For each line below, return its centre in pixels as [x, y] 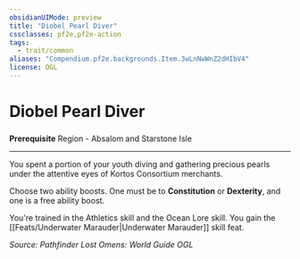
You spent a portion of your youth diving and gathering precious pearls [140, 164]
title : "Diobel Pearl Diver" [63, 26]
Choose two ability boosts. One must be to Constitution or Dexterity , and [145, 191]
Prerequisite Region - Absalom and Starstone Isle [100, 138]
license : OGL [33, 68]
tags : [19, 42]
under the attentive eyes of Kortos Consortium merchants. [116, 173]
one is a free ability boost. [57, 200]
